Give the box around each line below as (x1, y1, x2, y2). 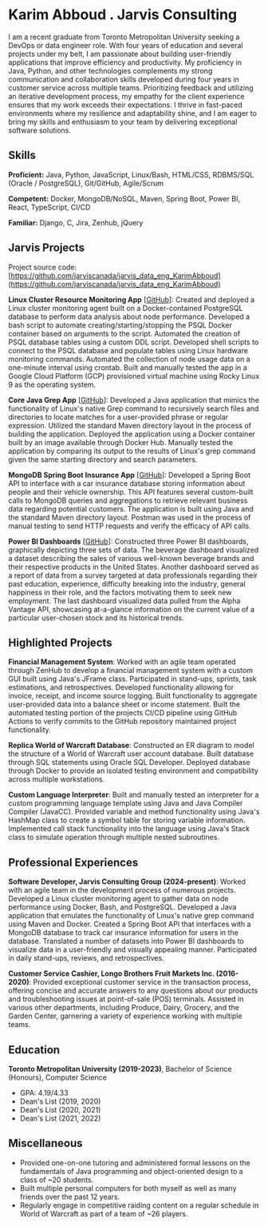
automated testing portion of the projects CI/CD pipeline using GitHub (8, 708, 238, 718)
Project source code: (8, 262, 77, 272)
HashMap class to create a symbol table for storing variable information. (8, 815, 246, 825)
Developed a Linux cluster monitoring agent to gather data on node (8, 894, 229, 904)
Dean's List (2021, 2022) (19, 1113, 101, 1123)
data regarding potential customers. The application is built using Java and (8, 504, 254, 513)
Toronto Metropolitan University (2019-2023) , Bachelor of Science (8, 1065, 233, 1073)
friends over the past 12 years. (19, 1192, 120, 1201)
